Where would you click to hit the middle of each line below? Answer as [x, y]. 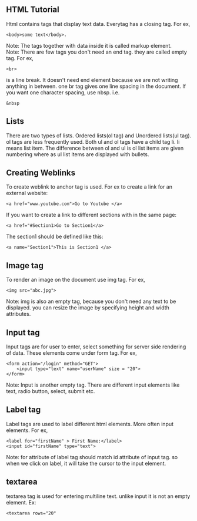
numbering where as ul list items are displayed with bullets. [78, 154]
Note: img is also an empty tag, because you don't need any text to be [91, 301]
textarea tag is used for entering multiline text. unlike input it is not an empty [98, 496]
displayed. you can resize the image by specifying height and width [88, 308]
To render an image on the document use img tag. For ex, [76, 280]
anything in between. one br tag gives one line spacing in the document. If [96, 86]
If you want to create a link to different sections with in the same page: [91, 215]
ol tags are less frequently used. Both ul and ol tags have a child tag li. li [93, 141]
